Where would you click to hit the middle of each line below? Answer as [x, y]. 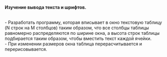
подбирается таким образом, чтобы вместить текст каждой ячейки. [78, 38]
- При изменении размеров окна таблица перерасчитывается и [73, 44]
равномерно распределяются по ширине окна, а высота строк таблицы [82, 33]
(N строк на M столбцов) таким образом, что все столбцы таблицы [77, 28]
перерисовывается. [26, 49]
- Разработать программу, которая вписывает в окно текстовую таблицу [83, 22]
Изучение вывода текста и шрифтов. [46, 7]
